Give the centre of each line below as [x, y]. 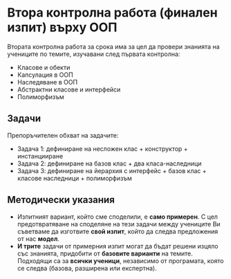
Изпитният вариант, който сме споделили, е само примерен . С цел [117, 217]
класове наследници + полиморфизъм [75, 178]
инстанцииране [40, 156]
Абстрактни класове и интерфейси [69, 89]
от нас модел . [38, 238]
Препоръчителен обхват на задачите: [63, 135]
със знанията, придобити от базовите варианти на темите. [105, 253]
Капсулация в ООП [45, 75]
